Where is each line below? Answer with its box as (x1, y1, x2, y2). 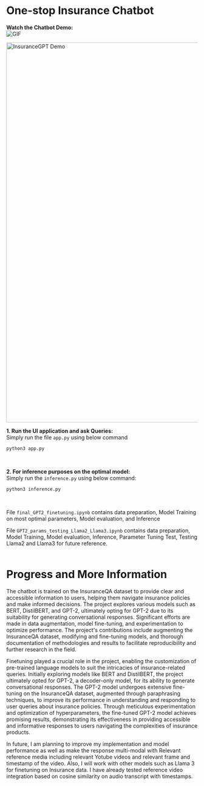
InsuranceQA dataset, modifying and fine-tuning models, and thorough (6, 633, 184, 640)
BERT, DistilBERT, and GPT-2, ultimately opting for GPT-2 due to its (6, 607, 174, 614)
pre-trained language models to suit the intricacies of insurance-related (6, 664, 186, 671)
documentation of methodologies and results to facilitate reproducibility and (6, 639, 196, 646)
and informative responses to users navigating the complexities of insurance (6, 722, 198, 729)
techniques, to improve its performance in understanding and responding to (6, 696, 196, 703)
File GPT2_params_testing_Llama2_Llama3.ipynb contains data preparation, (6, 526, 190, 534)
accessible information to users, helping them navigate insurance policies (6, 594, 191, 601)
